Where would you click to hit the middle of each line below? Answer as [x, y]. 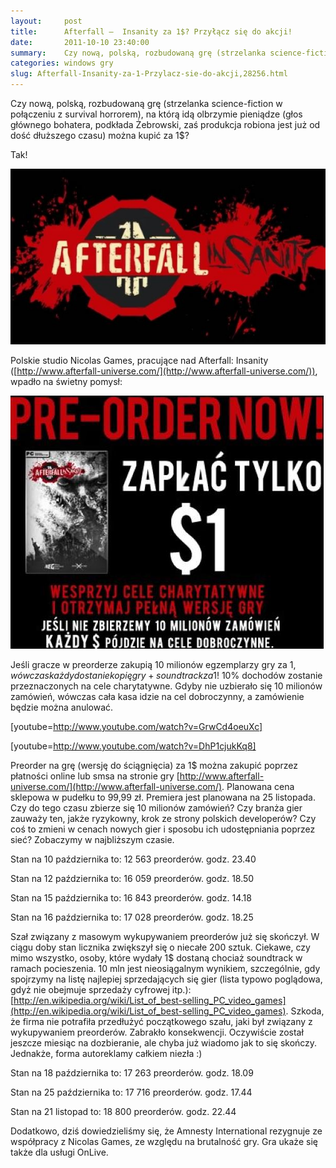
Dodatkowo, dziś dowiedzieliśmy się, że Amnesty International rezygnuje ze [166, 1131]
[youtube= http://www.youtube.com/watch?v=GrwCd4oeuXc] [136, 726]
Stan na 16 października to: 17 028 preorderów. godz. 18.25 [132, 917]
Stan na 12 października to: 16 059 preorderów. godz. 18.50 [132, 878]
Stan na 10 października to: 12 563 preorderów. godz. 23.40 [133, 859]
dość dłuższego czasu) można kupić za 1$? [100, 135]
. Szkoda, [305, 1011]
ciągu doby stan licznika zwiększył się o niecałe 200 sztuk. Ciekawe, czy [160, 947]
